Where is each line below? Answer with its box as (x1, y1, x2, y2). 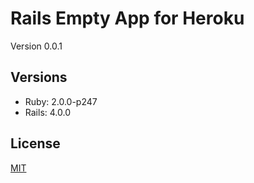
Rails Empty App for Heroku (10, 7, 245, 30)
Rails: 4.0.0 (24, 106, 71, 118)
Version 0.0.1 (10, 40, 63, 52)
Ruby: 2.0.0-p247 (24, 95, 98, 107)
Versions (10, 69, 68, 86)
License (10, 135, 61, 152)
